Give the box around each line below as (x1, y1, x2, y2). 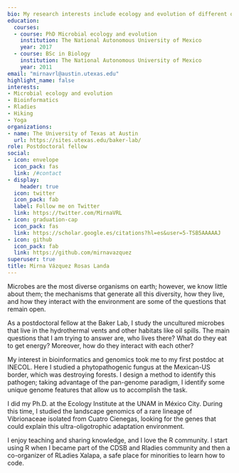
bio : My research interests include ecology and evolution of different (7, 10, 228, 18)
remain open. (7, 305, 46, 313)
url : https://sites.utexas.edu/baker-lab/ (14, 136, 142, 143)
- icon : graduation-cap (7, 216, 78, 223)
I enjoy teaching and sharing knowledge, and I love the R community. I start (7, 436, 228, 444)
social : (7, 150, 31, 157)
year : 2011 (20, 63, 53, 71)
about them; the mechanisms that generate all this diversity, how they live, (7, 290, 225, 298)
